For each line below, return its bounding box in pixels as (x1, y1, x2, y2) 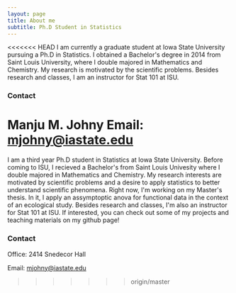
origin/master (130, 277, 170, 286)
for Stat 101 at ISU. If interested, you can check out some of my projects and (7, 209, 229, 217)
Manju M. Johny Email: (7, 117, 144, 133)
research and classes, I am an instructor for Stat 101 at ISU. (7, 73, 179, 82)
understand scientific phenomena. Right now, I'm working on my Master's (7, 186, 223, 194)
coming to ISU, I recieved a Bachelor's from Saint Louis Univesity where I (7, 163, 220, 172)
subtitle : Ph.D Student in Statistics (7, 23, 122, 31)
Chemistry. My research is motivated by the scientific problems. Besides (7, 65, 219, 74)
